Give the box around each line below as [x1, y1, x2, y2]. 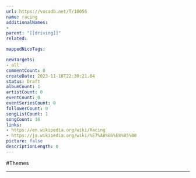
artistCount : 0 [6, 89, 43, 95]
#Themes [6, 159, 29, 166]
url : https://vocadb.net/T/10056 [6, 8, 87, 15]
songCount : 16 [6, 116, 41, 123]
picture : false [6, 138, 43, 144]
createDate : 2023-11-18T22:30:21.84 [6, 73, 95, 79]
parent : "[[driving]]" [6, 30, 61, 36]
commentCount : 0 [6, 68, 45, 74]
